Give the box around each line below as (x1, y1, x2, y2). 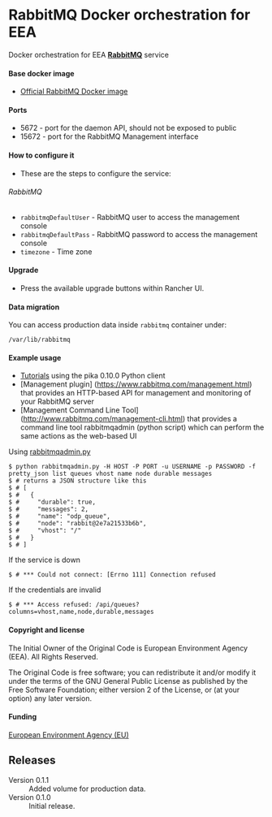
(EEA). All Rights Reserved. (8, 651, 99, 661)
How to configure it (8, 150, 75, 160)
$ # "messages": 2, (8, 505, 89, 513)
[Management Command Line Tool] (19, 405, 140, 415)
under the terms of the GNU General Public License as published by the (8, 676, 248, 685)
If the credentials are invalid (8, 585, 101, 594)
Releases (8, 754, 56, 767)
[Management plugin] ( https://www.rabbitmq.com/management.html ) (19, 379, 253, 389)
